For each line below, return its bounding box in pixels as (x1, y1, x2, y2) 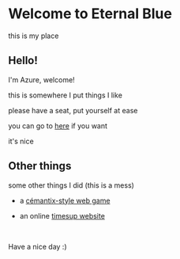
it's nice (8, 136, 34, 146)
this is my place (8, 31, 59, 40)
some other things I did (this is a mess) (8, 180, 134, 190)
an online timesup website (19, 211, 105, 220)
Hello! (8, 54, 38, 67)
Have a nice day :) (8, 242, 67, 251)
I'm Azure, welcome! (8, 74, 75, 84)
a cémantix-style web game (19, 196, 111, 205)
